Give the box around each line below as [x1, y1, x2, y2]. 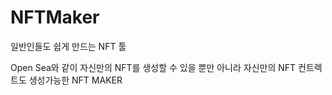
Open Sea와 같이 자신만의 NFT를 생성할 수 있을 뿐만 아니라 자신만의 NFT [10, 61, 297, 73]
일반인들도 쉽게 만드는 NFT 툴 [10, 40, 127, 52]
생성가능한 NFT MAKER [28, 74, 123, 86]
